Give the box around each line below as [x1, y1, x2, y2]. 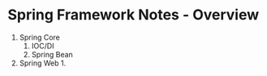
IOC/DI [31, 40, 54, 50]
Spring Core [19, 32, 60, 42]
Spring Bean [31, 49, 74, 59]
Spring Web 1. [19, 58, 67, 68]
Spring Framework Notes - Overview [7, 6, 260, 24]
